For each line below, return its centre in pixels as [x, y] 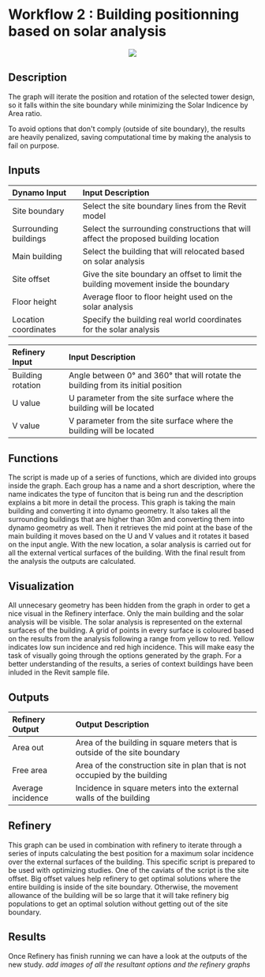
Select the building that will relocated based [164, 251]
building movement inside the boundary [156, 284]
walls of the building [113, 798]
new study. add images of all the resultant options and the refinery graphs [129, 964]
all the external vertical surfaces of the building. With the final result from [127, 553]
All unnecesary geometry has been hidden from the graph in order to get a [129, 605]
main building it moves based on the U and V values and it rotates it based [129, 536]
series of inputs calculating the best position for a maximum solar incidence [131, 853]
